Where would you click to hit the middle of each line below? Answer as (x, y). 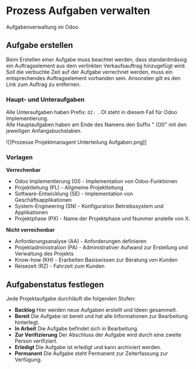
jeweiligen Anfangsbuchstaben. (44, 131)
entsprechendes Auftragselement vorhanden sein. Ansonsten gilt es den (93, 78)
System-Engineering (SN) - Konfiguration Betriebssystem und (89, 206)
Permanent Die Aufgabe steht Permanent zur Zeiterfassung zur (91, 354)
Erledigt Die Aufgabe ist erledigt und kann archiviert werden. (88, 347)
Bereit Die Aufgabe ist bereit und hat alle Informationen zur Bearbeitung (101, 316)
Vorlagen (20, 157)
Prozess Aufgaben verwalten (78, 11)
